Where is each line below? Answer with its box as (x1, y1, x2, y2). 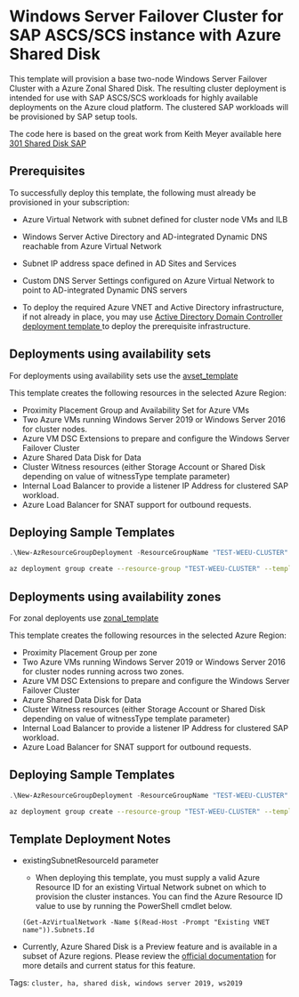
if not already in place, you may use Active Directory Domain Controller (21, 311, 283, 322)
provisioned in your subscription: (9, 197, 130, 207)
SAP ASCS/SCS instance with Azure (9, 25, 282, 45)
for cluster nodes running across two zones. (21, 665, 185, 677)
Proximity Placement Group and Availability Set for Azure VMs (21, 405, 250, 415)
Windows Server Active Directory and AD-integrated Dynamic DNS (21, 231, 268, 242)
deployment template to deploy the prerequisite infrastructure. (21, 320, 251, 331)
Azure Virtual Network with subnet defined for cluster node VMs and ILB (21, 213, 288, 224)
